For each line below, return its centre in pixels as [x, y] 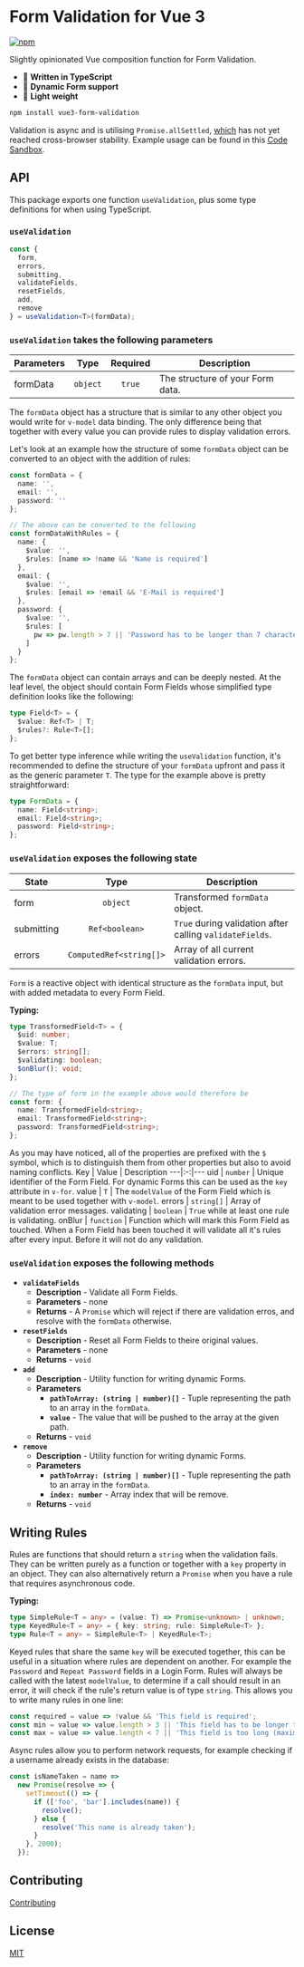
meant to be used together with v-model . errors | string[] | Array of [135, 1200]
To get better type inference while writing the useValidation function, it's [145, 756]
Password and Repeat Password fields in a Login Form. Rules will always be [146, 1671]
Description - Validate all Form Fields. [107, 1292]
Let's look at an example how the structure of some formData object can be [149, 449]
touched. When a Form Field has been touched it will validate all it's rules [145, 1229]
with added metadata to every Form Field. [87, 992]
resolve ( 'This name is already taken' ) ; [119, 1827]
